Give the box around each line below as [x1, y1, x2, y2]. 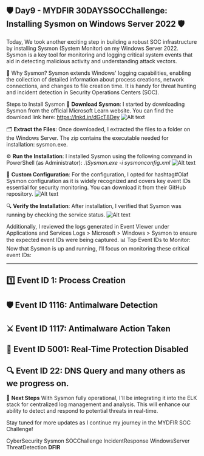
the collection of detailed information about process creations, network [6, 75, 184, 83]
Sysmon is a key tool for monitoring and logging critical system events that [6, 51, 193, 58]
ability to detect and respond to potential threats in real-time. [6, 407, 158, 415]
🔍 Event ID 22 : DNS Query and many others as [6, 365, 186, 376]
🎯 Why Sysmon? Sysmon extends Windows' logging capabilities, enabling [6, 69, 191, 77]
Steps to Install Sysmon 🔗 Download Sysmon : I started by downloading [6, 100, 185, 108]
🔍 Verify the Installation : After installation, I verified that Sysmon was [6, 202, 182, 209]
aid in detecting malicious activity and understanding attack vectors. [6, 57, 177, 64]
